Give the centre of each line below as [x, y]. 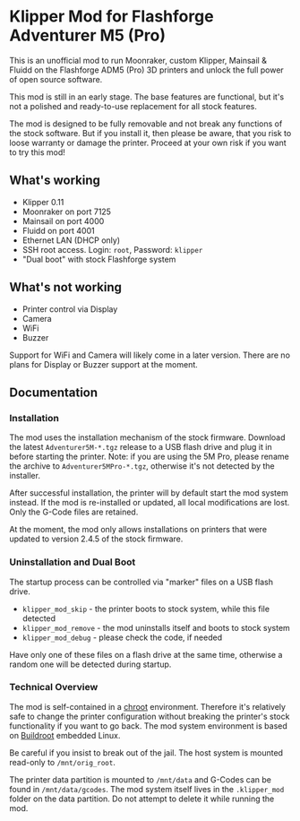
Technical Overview [54, 687]
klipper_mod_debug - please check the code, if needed [122, 637]
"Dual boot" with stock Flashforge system [99, 259]
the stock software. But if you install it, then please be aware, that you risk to [150, 133]
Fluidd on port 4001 [59, 230]
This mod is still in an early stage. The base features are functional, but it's [147, 97]
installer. [25, 476]
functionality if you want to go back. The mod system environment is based [149, 726]
